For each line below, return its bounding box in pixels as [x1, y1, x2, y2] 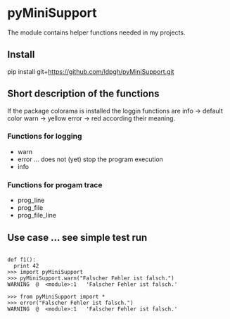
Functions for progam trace [7, 180, 103, 189]
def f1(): [7, 256, 37, 263]
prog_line [17, 196, 45, 205]
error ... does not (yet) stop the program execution [17, 155, 164, 163]
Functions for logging [7, 132, 82, 142]
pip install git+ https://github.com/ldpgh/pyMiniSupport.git [7, 67, 174, 75]
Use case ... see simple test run [7, 231, 148, 244]
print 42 [13, 262, 39, 269]
